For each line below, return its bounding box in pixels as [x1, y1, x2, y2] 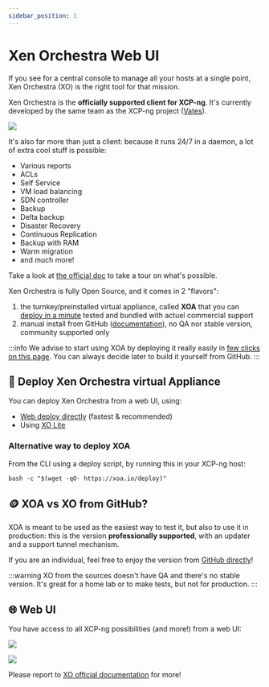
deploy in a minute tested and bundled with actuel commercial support [19, 310, 254, 320]
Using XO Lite [19, 420, 66, 430]
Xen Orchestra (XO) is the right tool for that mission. [8, 81, 181, 91]
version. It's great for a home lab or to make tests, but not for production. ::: [8, 579, 259, 589]
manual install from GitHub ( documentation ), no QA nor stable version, [19, 319, 253, 329]
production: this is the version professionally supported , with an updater [8, 531, 251, 540]
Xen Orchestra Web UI [8, 46, 160, 64]
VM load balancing [19, 186, 83, 196]
